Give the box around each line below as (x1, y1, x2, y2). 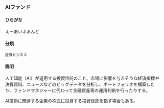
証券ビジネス (5, 53, 27, 57)
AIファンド (5, 3, 31, 10)
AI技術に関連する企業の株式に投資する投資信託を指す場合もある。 (5, 98, 138, 104)
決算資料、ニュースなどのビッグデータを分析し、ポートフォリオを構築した (5, 81, 155, 87)
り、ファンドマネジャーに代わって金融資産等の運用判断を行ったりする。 (5, 87, 151, 93)
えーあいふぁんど (5, 29, 40, 35)
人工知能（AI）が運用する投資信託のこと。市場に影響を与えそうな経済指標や (5, 75, 160, 81)
